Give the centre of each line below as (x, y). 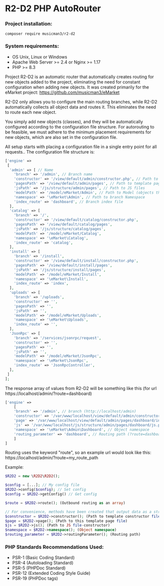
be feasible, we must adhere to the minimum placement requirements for (78, 132)
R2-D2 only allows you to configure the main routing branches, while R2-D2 (81, 102)
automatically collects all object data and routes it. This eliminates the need (81, 107)
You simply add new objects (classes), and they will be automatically (74, 121)
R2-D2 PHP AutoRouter (53, 9)
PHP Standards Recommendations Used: (54, 547)
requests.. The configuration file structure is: (50, 152)
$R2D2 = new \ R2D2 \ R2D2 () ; (32, 476)
